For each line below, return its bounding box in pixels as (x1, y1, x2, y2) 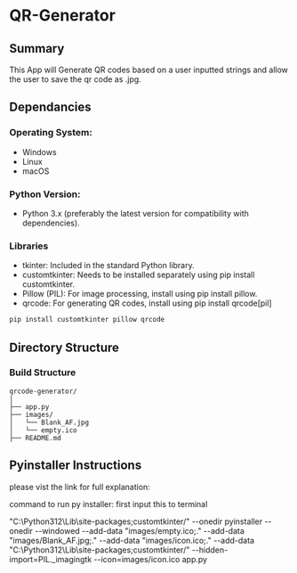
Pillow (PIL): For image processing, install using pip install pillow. (21, 289, 258, 299)
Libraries (9, 240, 49, 252)
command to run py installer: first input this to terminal (9, 498, 208, 509)
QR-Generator (9, 5, 116, 26)
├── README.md (9, 433, 62, 442)
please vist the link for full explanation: (9, 481, 151, 492)
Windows (21, 146, 57, 157)
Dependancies (9, 100, 92, 115)
